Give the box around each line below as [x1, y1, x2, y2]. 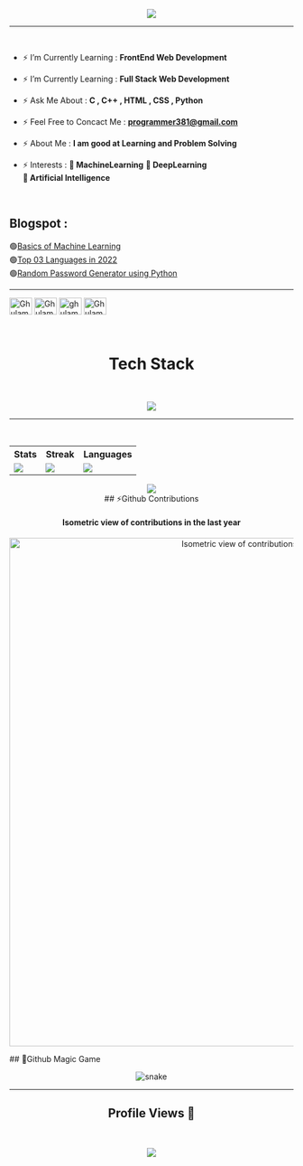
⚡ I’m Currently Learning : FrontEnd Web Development [22, 52, 227, 62]
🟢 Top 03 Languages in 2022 [9, 254, 118, 265]
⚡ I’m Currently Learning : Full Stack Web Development [22, 73, 230, 84]
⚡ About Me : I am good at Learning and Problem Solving [22, 138, 237, 148]
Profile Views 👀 [107, 1105, 196, 1121]
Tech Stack [108, 353, 195, 374]
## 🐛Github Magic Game [9, 1053, 101, 1064]
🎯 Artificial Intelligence [22, 173, 111, 183]
